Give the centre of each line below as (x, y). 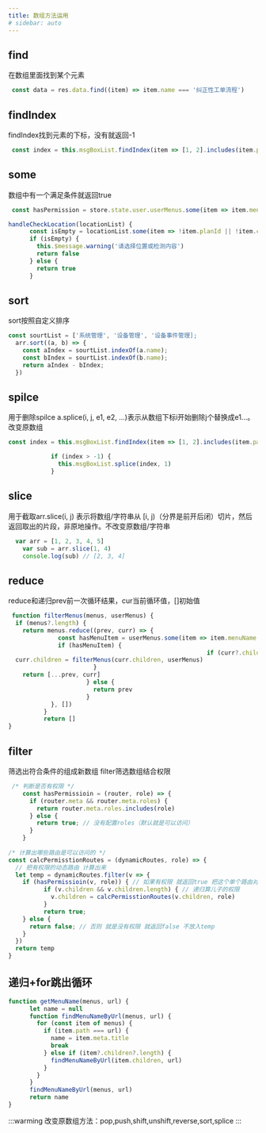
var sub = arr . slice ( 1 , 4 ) (67, 548)
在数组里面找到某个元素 (46, 75)
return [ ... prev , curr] (62, 675)
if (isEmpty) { (54, 239)
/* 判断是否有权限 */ (43, 786)
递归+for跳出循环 (50, 983)
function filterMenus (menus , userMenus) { (83, 616)
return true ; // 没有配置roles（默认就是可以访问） (115, 823)
